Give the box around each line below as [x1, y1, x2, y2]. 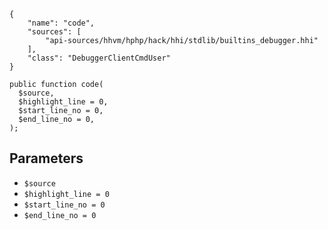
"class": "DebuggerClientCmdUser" [27, 53, 171, 63]
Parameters [9, 150, 84, 167]
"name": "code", [27, 18, 96, 28]
